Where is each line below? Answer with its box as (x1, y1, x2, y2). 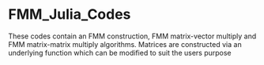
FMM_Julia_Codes (8, 5, 131, 23)
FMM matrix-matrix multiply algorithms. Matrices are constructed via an (8, 39, 243, 49)
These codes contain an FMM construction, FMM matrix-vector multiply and (8, 31, 257, 41)
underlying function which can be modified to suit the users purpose (8, 48, 232, 57)
